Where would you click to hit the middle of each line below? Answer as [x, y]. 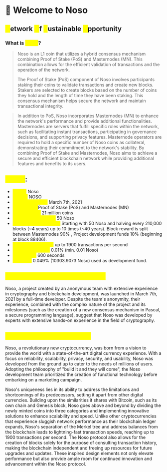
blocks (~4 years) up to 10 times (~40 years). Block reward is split [80, 228]
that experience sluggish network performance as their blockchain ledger [81, 421]
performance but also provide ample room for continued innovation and [79, 459]
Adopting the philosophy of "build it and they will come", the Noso [73, 369]
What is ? [23, 43]
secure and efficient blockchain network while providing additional [86, 158]
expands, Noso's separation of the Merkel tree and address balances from [82, 427]
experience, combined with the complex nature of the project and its [76, 304]
